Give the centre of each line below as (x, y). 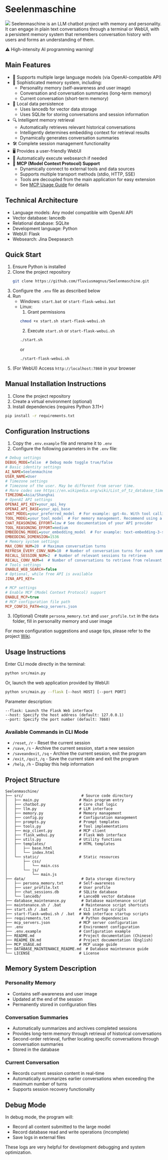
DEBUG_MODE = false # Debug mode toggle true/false (59, 463)
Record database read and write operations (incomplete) (71, 1132)
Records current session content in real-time (58, 1073)
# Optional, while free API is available (49, 574)
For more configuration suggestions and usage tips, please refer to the (78, 631)
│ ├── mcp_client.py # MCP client (56, 831)
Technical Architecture (42, 200)
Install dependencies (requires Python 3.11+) (58, 407)
